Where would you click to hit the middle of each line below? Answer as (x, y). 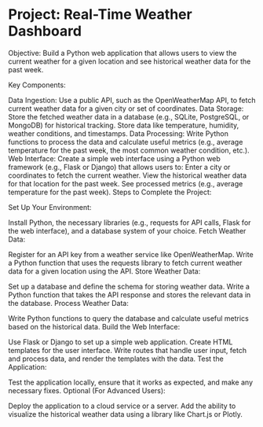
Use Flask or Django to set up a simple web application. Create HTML (121, 342)
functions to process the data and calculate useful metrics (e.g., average (126, 142)
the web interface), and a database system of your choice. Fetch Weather (127, 230)
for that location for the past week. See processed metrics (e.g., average (126, 183)
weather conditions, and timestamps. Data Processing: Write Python (119, 133)
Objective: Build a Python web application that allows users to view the (122, 53)
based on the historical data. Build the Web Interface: (94, 326)
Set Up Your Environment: (50, 207)
